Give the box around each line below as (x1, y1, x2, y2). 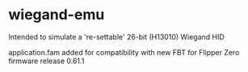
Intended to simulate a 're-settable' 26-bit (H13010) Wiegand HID (8, 32, 225, 42)
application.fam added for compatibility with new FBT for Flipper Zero (8, 47, 240, 57)
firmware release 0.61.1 (8, 56, 85, 66)
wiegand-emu (8, 6, 105, 24)
